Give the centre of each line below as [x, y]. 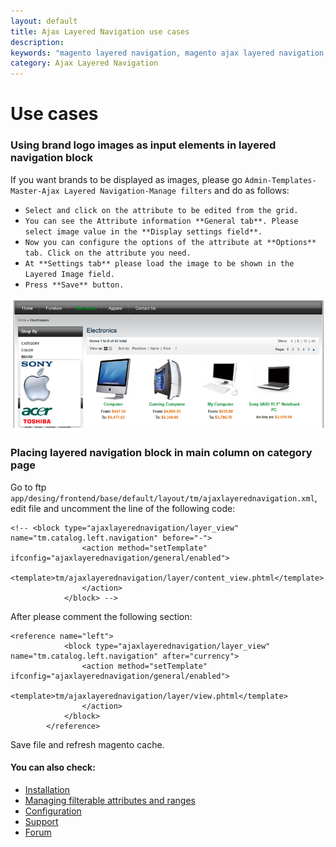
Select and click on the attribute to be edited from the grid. [161, 210]
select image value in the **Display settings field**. [143, 231]
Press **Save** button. [74, 285]
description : [37, 42]
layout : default [44, 21]
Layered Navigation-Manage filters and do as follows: [176, 190]
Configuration [53, 811]
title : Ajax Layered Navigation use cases [100, 31]
